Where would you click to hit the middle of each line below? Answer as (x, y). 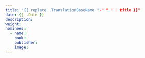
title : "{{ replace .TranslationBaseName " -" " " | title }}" (73, 10)
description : (19, 19)
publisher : (26, 43)
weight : (14, 24)
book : (20, 38)
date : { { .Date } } (25, 15)
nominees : (16, 29)
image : (21, 47)
